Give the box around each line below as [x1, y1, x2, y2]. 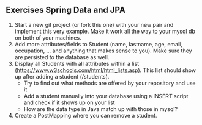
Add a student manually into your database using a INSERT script [23, 92, 189, 99]
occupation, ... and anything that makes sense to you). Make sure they [14, 47, 192, 54]
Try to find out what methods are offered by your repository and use [23, 79, 196, 87]
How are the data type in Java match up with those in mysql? [23, 105, 178, 112]
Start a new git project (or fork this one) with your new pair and [14, 21, 174, 28]
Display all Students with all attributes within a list [14, 60, 139, 67]
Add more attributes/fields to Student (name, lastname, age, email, [14, 40, 183, 48]
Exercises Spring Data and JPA [6, 5, 126, 15]
